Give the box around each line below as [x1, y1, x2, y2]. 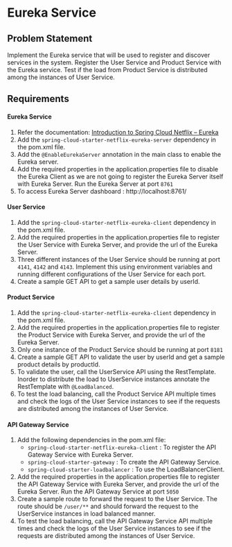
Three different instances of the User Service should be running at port [17, 255, 220, 263]
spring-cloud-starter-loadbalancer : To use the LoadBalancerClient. [27, 465, 225, 473]
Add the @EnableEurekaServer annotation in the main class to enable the [17, 150, 222, 158]
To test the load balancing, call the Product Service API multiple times [17, 390, 216, 398]
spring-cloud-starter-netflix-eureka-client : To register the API [27, 443, 217, 452]
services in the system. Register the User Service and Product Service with [7, 58, 222, 67]
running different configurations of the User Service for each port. [17, 269, 206, 278]
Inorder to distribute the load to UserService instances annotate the [17, 375, 210, 383]
